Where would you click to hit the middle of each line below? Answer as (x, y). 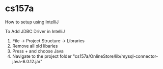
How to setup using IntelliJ (32, 22)
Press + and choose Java (38, 51)
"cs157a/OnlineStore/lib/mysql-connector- (115, 56)
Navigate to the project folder (42, 56)
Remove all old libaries (35, 46)
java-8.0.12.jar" (27, 61)
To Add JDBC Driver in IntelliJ (35, 31)
